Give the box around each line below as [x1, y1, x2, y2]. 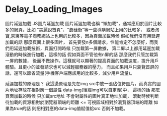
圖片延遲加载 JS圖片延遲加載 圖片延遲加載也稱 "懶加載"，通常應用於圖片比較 [5, 20, 162, 26]
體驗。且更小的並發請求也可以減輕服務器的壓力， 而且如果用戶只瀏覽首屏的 [5, 63, 159, 70]
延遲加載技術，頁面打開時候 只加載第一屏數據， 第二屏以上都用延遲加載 [13, 45, 160, 51]
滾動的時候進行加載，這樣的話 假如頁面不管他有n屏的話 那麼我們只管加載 [5, 51, 154, 58]
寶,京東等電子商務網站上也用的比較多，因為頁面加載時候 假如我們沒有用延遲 [5, 33, 160, 39]
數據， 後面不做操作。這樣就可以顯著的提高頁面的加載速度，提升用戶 [18, 58, 159, 63]
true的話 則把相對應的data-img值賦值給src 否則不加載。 [13, 105, 128, 111]
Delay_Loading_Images [5, 3, 103, 15]
